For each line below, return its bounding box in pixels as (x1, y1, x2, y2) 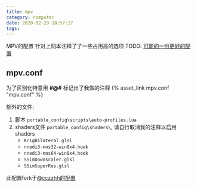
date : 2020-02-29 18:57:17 (6, 20, 73, 26)
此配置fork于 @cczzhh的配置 (6, 174, 76, 182)
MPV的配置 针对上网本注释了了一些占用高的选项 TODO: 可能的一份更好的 (6, 42, 186, 50)
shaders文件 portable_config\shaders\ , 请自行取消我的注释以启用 (14, 124, 177, 131)
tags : (6, 25, 20, 32)
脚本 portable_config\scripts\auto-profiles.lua (14, 116, 137, 123)
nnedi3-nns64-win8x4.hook (23, 151, 88, 157)
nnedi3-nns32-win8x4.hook (23, 144, 88, 150)
